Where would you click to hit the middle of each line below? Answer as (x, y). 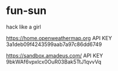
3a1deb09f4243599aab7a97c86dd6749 (54, 44)
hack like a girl (23, 27)
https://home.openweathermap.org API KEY (59, 38)
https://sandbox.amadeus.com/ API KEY (55, 55)
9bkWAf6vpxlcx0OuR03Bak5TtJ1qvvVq (54, 62)
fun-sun (26, 11)
